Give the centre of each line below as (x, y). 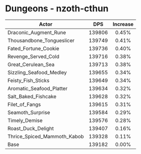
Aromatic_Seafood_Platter (38, 88)
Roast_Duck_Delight (31, 128)
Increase (123, 24)
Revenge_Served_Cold (34, 56)
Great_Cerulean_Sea (31, 64)
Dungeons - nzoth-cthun (57, 9)
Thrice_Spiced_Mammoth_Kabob (46, 136)
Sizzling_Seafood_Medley (37, 72)
